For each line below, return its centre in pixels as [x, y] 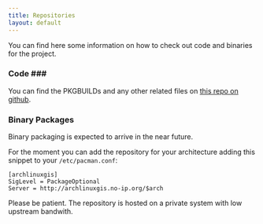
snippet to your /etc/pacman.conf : [63, 160]
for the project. [32, 53]
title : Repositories [42, 15]
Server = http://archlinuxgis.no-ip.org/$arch [86, 189]
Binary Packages [41, 119]
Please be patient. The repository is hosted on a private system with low [125, 203]
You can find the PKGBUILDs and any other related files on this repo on [123, 90]
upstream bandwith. [41, 211]
